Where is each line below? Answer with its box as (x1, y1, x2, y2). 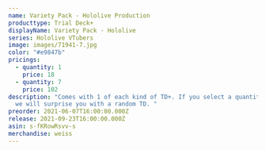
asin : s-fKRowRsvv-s (8, 122, 77, 130)
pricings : (8, 56, 41, 64)
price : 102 (22, 85, 59, 94)
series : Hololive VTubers (8, 33, 93, 42)
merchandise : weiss (8, 129, 73, 137)
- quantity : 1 (15, 63, 62, 71)
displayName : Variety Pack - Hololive (8, 26, 136, 34)
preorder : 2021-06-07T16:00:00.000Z (8, 108, 129, 116)
